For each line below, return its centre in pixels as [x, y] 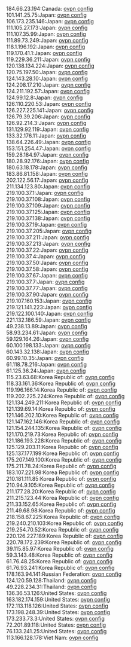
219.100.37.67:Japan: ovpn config [47, 275]
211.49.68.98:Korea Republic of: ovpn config [61, 510]
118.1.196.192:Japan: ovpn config [46, 47]
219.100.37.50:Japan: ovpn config [47, 263]
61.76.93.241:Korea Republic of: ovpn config [60, 568]
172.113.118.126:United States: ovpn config [57, 606]
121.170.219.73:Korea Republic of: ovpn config [62, 434]
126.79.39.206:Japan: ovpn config [48, 117]
